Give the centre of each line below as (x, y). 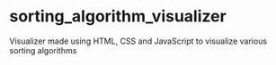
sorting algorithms (43, 50)
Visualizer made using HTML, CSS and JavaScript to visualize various (138, 41)
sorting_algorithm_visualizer (118, 16)
